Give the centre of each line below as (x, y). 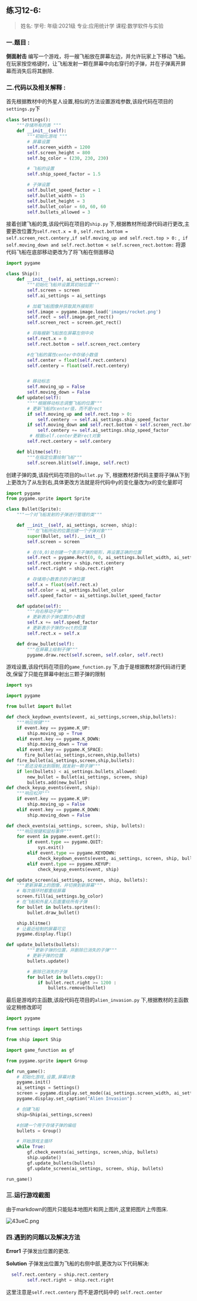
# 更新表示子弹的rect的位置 (57, 628)
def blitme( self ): (39, 452)
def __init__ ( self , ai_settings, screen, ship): (77, 526)
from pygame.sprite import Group (47, 1061)
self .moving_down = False (59, 392)
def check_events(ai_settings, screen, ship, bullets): (76, 826)
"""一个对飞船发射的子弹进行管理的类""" (60, 515)
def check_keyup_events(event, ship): (53, 788)
